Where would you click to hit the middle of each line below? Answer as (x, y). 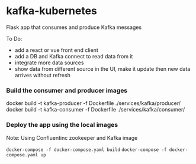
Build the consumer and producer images (67, 90)
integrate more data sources (49, 63)
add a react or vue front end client (57, 50)
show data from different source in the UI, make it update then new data (102, 68)
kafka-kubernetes (52, 11)
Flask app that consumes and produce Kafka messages (74, 27)
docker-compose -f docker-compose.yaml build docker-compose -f (86, 150)
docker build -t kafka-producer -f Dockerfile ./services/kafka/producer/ (94, 103)
